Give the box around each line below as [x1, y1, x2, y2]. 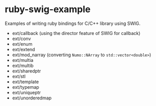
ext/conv [12, 36, 31, 42]
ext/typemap [12, 84, 39, 90]
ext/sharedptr [12, 67, 41, 74]
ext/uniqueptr [12, 89, 41, 95]
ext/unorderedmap [12, 95, 52, 101]
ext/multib [12, 62, 34, 68]
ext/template [12, 79, 39, 85]
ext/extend [12, 46, 35, 52]
